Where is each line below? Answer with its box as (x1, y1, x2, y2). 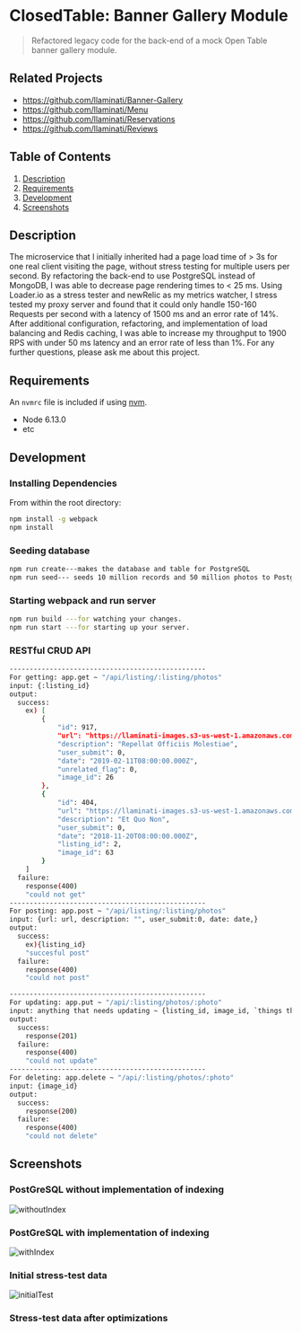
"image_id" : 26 (56, 773, 115, 782)
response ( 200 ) (25, 1107, 78, 1116)
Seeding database (9, 544, 90, 557)
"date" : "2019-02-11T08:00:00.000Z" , (56, 756, 199, 765)
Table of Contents (9, 149, 112, 164)
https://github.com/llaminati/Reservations (21, 113, 176, 124)
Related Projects (9, 71, 103, 86)
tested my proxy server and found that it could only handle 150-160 (9, 299, 257, 310)
